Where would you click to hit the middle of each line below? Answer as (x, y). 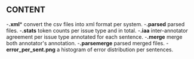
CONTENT (26, 10)
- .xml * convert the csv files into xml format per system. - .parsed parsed (96, 24)
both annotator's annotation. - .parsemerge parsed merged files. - (87, 43)
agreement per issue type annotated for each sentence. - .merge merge (94, 37)
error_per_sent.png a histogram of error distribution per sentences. (90, 49)
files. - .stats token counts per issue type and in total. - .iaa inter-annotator (97, 30)
